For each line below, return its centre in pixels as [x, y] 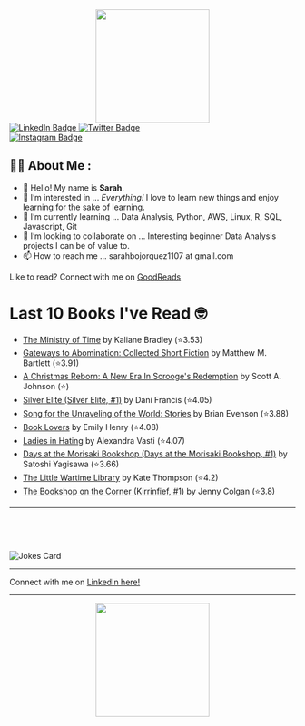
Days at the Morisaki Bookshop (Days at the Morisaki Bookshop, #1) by [155, 454]
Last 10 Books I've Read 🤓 [108, 313]
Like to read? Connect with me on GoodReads [95, 277]
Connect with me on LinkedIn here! [75, 582]
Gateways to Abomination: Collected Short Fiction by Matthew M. [145, 352]
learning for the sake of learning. [84, 207]
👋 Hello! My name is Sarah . [74, 187]
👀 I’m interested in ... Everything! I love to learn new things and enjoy [151, 197]
